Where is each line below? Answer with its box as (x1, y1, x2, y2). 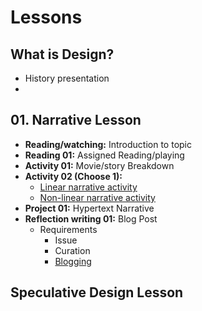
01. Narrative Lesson (10, 112, 142, 129)
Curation (54, 244, 91, 256)
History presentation (24, 72, 110, 84)
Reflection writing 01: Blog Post (24, 212, 158, 225)
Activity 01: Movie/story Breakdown (24, 159, 175, 171)
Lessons (10, 6, 83, 29)
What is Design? (10, 46, 115, 63)
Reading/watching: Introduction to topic (24, 138, 192, 150)
